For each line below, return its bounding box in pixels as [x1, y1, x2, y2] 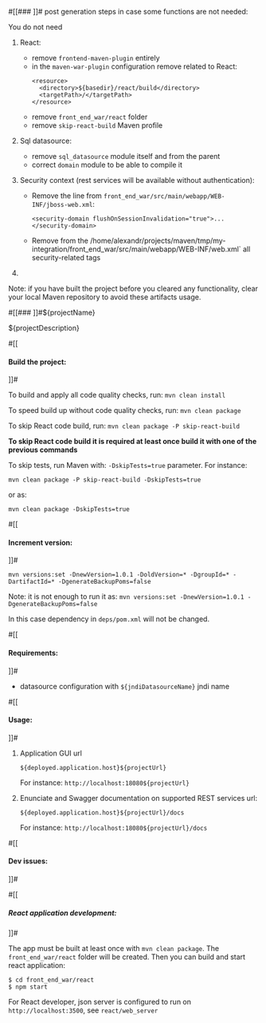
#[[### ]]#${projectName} [8, 307, 96, 317]
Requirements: [8, 648, 58, 657]
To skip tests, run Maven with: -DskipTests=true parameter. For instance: [8, 461, 248, 470]
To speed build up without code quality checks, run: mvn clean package [8, 406, 241, 415]
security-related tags [31, 253, 101, 262]
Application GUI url [19, 748, 82, 758]
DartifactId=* [8, 578, 56, 586]
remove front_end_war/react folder [31, 112, 148, 121]
